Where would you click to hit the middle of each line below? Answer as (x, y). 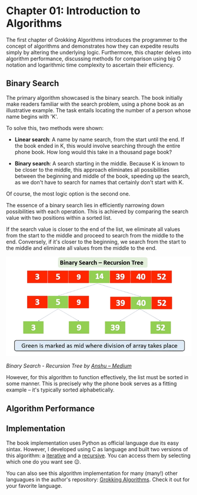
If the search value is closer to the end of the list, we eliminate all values (93, 229)
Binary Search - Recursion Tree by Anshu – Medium (69, 366)
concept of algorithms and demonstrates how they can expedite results (93, 46)
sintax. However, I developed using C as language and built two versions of (97, 449)
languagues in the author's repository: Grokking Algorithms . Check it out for (98, 479)
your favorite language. (34, 486)
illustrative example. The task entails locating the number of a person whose (98, 110)
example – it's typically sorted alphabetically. (60, 390)
